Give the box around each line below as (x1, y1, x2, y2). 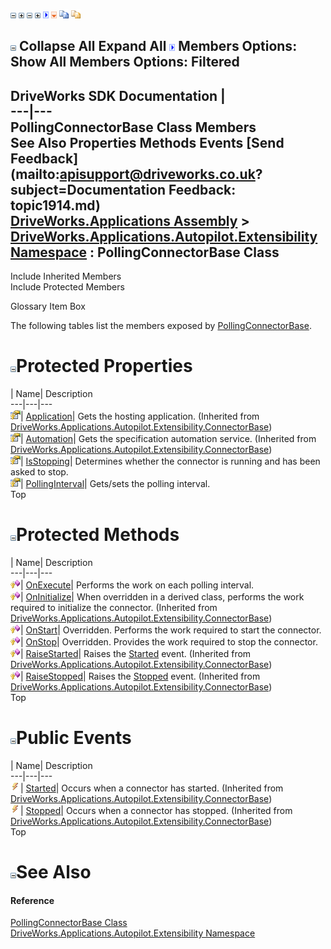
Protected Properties (16, 355, 193, 378)
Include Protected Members (10, 281, 125, 293)
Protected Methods (16, 524, 180, 546)
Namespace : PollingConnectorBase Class (10, 244, 280, 261)
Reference (10, 894, 55, 906)
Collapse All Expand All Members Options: (18, 38, 298, 55)
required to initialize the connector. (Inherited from (10, 602, 218, 614)
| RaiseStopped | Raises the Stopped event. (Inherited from (20, 670, 261, 683)
